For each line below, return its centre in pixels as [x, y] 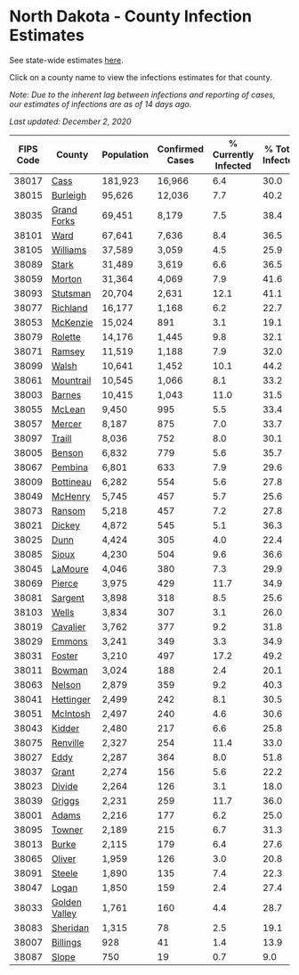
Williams [69, 250]
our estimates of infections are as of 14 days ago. [101, 103]
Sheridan [70, 928]
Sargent [68, 598]
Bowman [70, 670]
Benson [67, 452]
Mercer [66, 424]
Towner [67, 830]
